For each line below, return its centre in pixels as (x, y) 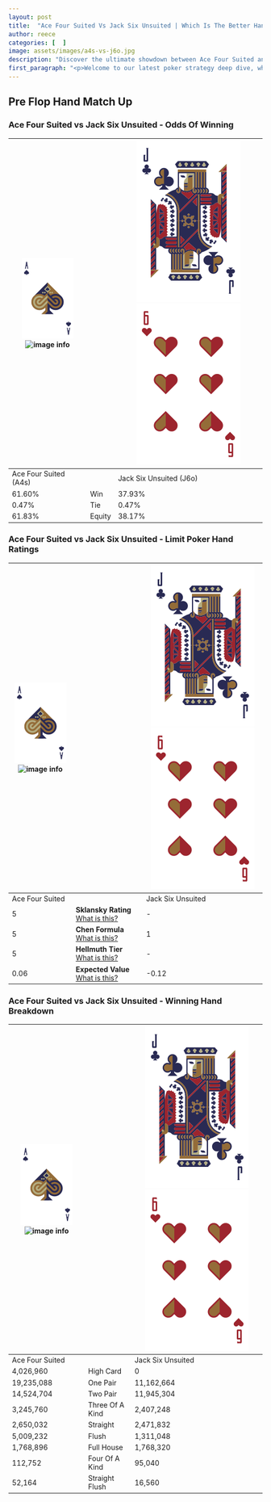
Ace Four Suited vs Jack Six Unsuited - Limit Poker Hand (121, 539)
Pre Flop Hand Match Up (71, 102)
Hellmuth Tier (99, 950)
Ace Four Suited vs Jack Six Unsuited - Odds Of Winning (121, 125)
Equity (100, 516)
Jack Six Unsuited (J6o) (158, 478)
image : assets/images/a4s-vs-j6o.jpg (72, 51)
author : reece (32, 34)
